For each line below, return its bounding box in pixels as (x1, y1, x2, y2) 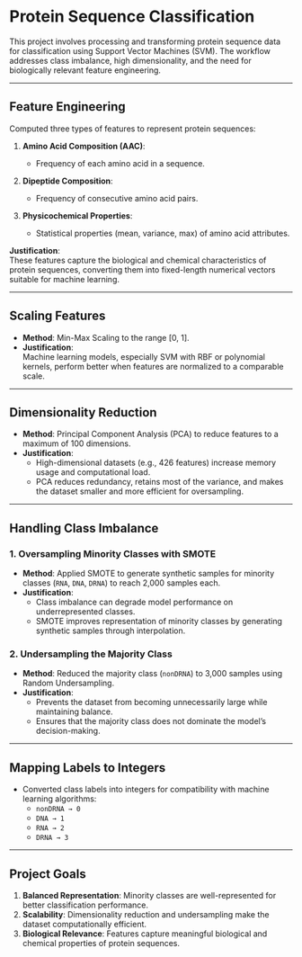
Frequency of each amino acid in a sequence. (35, 157, 205, 168)
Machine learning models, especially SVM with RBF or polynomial (22, 351, 265, 362)
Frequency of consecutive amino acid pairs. (35, 192, 199, 203)
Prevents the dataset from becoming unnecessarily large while (35, 697, 268, 708)
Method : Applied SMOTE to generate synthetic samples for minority (22, 568, 275, 579)
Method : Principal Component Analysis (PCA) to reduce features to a (22, 429, 279, 440)
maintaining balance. (35, 706, 114, 717)
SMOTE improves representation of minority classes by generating (35, 616, 283, 627)
